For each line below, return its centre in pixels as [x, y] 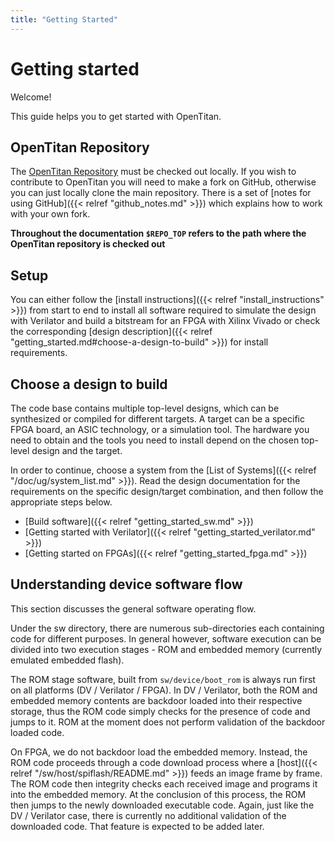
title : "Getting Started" [64, 19]
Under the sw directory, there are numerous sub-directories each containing [167, 628]
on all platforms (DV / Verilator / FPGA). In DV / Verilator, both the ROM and [164, 690]
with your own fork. [50, 214]
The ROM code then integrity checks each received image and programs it [164, 783]
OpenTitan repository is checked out [88, 244]
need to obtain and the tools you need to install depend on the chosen [155, 440]
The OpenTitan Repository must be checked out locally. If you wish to [153, 172]
